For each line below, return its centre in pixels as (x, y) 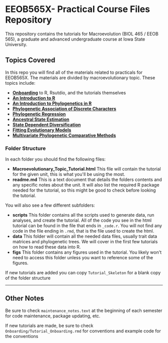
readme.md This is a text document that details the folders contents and (87, 180)
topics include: (20, 83)
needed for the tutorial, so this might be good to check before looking (84, 190)
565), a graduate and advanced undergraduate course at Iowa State (75, 39)
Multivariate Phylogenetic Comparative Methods (64, 135)
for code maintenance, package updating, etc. (53, 316)
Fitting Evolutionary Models (42, 130)
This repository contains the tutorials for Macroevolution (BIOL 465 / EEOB (82, 34)
